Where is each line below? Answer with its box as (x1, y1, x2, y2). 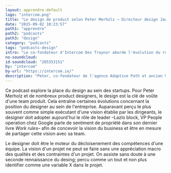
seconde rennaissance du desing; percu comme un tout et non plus (5, 156, 147, 162)
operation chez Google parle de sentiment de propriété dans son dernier (5, 120, 158, 126)
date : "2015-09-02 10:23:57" (5, 21, 67, 27)
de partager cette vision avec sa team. (5, 130, 86, 136)
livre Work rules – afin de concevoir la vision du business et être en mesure (5, 125, 161, 131)
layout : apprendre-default (5, 7, 63, 13)
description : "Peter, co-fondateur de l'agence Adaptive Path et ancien (5, 74, 163, 79)
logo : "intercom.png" (5, 12, 51, 17)
